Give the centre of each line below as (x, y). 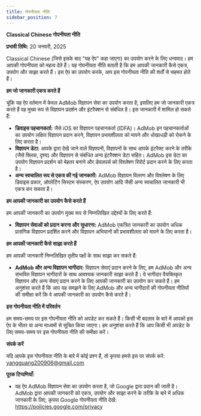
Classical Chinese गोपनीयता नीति (43, 34)
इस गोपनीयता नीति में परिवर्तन (33, 306)
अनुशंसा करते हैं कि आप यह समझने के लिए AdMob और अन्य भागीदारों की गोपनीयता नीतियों (102, 288)
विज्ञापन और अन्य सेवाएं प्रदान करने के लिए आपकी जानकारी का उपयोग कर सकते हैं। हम (97, 281)
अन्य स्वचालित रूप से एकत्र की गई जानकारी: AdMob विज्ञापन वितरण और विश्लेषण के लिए (99, 175)
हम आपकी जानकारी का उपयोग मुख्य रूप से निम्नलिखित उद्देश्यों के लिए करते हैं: (79, 213)
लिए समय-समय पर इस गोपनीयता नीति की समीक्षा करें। (58, 332)
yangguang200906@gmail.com (45, 363)
